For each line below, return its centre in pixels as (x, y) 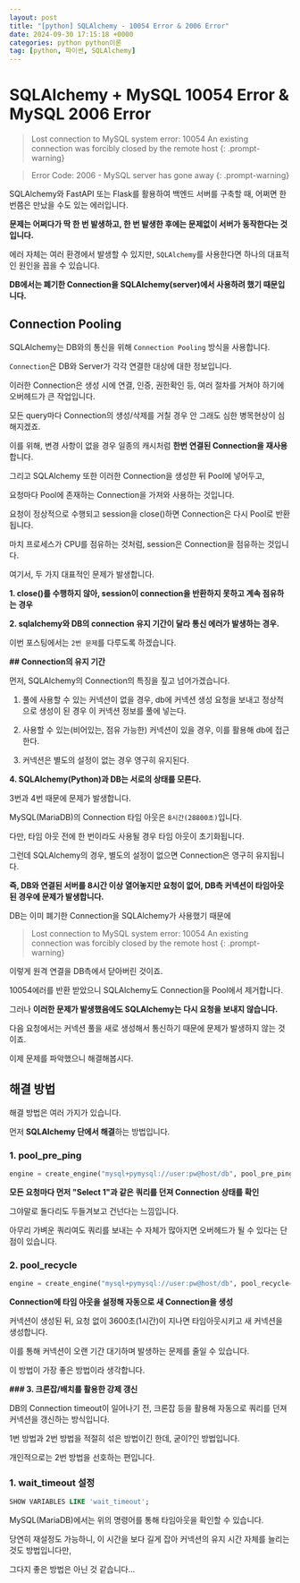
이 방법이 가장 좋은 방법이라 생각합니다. (77, 1370)
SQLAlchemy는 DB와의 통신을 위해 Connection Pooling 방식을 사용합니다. (140, 347)
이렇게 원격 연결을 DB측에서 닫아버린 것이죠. (86, 971)
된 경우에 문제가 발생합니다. (57, 896)
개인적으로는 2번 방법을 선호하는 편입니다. (82, 1458)
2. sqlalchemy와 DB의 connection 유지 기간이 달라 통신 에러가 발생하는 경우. (144, 623)
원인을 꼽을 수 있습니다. (59, 266)
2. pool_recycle (43, 1265)
